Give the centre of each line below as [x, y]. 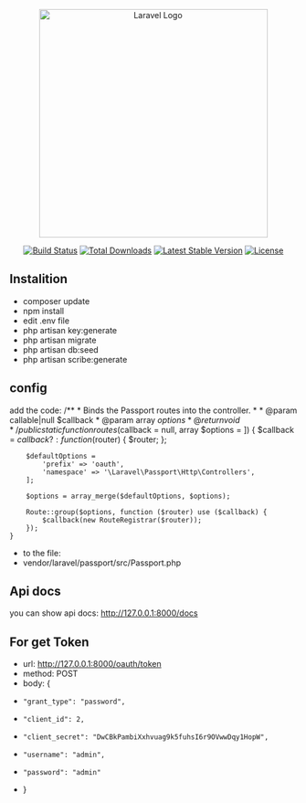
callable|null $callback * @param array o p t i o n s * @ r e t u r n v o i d [125, 419]
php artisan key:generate [70, 330]
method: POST [50, 674]
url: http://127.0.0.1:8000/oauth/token [92, 664]
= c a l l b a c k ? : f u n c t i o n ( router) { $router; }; [88, 439]
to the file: [42, 553]
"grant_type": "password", [74, 702]
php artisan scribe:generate [75, 359]
